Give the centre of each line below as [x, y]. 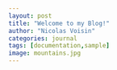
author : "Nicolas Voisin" [52, 31]
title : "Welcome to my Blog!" [59, 23]
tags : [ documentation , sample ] [59, 46]
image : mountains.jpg [45, 53]
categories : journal [43, 38]
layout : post [30, 16]
